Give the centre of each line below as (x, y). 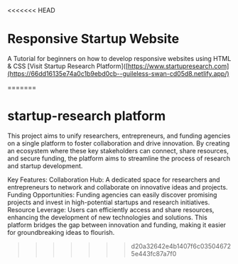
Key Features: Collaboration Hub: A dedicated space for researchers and (114, 180)
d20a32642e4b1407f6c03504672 (181, 246)
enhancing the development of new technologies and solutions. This (107, 217)
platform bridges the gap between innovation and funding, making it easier (117, 225)
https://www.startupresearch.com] (178, 66)
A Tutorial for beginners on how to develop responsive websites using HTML (119, 58)
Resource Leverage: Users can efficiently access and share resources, (111, 209)
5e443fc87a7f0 (154, 253)
